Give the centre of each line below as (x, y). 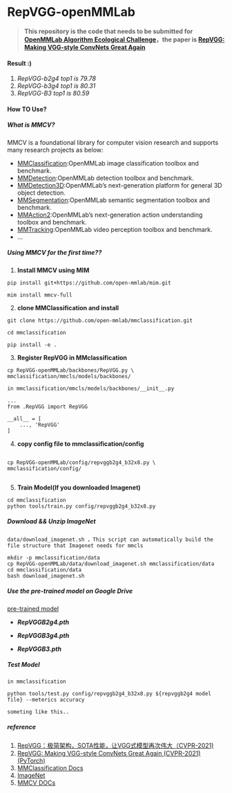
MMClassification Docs (50, 768)
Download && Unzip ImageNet (51, 522)
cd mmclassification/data (44, 570)
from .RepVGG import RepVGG (48, 407)
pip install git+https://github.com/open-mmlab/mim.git (89, 283)
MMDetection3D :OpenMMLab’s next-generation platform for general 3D (119, 185)
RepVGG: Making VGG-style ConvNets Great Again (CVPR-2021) (109, 753)
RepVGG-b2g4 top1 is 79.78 (57, 79)
